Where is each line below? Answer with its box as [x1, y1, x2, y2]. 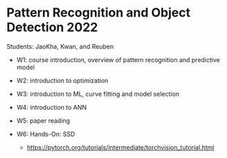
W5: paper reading [16, 116, 71, 125]
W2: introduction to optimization [16, 76, 109, 84]
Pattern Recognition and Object [6, 5, 191, 21]
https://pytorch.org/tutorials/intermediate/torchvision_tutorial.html [26, 143, 215, 151]
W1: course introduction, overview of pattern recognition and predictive [16, 55, 221, 63]
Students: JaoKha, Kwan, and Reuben [6, 42, 114, 50]
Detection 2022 [6, 19, 98, 35]
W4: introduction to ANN [16, 103, 87, 111]
